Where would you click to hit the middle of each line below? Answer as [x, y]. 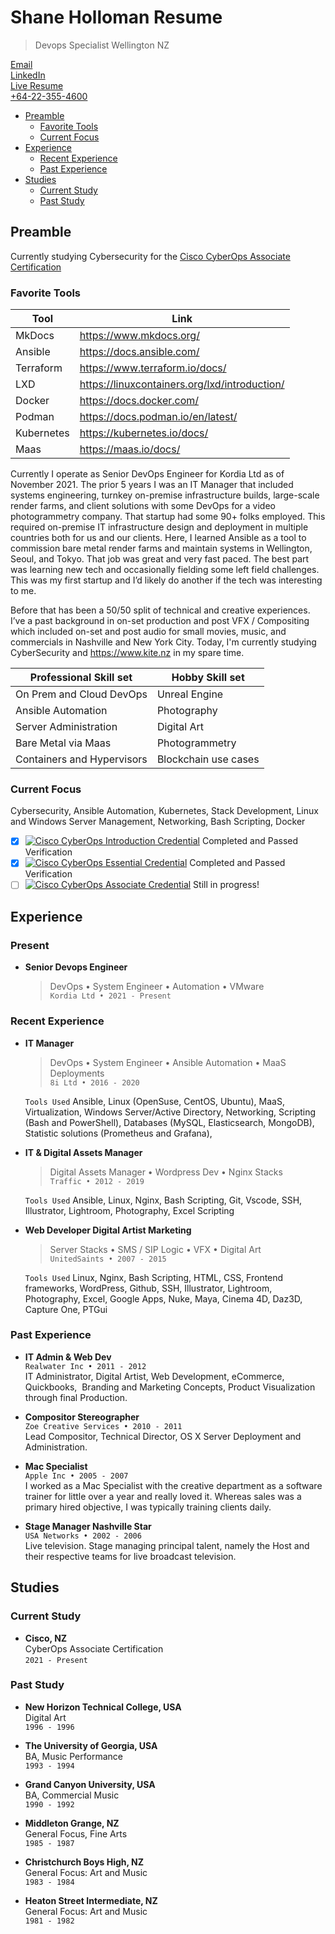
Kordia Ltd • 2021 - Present [110, 996]
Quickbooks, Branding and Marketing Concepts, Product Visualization [170, 1387]
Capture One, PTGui [66, 1309]
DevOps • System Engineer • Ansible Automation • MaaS [168, 1062]
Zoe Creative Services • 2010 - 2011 [103, 1426]
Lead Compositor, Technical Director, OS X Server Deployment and [163, 1436]
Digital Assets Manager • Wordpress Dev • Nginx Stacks [166, 1172]
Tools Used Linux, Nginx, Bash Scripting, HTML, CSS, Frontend [154, 1277]
